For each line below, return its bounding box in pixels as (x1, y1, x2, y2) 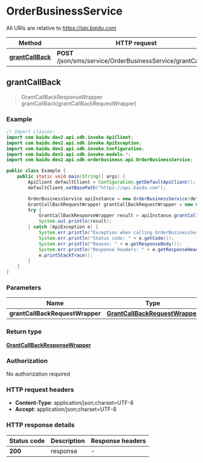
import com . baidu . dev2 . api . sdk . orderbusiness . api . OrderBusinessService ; (6, 157, 193, 163)
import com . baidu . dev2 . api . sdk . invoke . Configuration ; (6, 146, 145, 152)
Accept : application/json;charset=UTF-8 (14, 405, 117, 413)
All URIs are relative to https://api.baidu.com (6, 24, 117, 32)
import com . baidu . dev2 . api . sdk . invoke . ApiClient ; (6, 134, 134, 140)
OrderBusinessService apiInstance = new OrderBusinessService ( (28, 195, 190, 201)
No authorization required (6, 370, 71, 377)
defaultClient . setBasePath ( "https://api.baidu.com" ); (28, 184, 166, 191)
